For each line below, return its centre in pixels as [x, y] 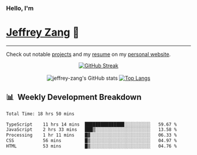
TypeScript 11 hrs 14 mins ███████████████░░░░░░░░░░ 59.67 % [91, 124]
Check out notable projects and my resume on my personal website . [89, 54]
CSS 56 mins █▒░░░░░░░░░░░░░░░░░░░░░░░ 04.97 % [91, 141]
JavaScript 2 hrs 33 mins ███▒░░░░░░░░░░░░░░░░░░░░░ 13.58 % [91, 130]
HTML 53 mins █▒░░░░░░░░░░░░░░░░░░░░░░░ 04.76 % [91, 146]
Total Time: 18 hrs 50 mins [40, 114]
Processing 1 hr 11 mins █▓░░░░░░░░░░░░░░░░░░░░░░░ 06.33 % [91, 135]
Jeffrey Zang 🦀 [43, 33]
